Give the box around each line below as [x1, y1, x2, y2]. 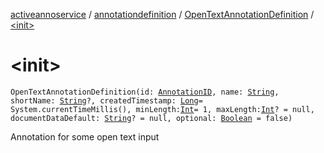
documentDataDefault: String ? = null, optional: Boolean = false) [10, 113, 293, 123]
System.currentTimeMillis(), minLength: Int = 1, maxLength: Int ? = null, [10, 104, 315, 114]
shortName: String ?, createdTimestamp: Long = [10, 95, 203, 106]
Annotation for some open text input [10, 130, 160, 143]
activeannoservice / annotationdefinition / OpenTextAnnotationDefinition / [10, 9, 315, 20]
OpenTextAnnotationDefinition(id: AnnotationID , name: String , [10, 87, 280, 97]
